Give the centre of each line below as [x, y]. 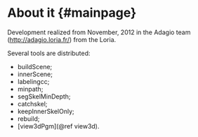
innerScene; [35, 74]
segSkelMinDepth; [44, 96]
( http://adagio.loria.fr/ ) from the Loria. [62, 39]
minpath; [30, 89]
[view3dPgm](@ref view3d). [58, 126]
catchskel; [32, 103]
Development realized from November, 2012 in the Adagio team [99, 32]
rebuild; [28, 118]
